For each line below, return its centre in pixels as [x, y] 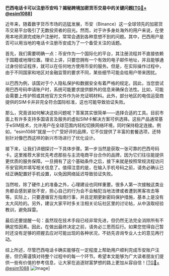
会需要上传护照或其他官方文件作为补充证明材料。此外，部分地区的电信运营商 [84, 96]
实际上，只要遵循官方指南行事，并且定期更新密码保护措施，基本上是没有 [89, 197]
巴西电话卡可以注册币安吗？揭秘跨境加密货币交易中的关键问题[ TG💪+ [76, 8]
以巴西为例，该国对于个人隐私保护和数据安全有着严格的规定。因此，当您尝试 [84, 83]
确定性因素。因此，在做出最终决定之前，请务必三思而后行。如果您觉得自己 [82, 227]
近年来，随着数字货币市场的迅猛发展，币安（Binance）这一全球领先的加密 [82, 24]
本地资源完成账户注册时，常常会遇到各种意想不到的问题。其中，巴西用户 [84, 37]
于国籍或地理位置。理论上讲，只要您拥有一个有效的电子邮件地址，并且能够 [82, 60]
